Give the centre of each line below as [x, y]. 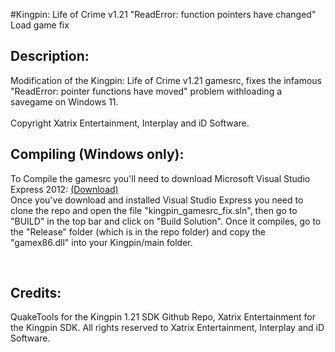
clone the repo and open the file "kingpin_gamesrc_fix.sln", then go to [154, 210]
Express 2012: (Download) [64, 189]
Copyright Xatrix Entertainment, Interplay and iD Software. [130, 123]
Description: [50, 56]
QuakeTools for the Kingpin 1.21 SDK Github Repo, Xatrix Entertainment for [163, 317]
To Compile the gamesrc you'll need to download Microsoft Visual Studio [160, 178]
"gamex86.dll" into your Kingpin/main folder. [101, 242]
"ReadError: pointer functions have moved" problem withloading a [146, 91]
